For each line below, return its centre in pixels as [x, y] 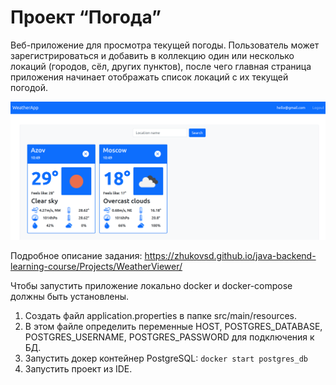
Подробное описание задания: [76, 255]
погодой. [29, 87]
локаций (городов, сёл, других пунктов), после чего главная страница [161, 66]
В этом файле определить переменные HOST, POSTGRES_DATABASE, [173, 326]
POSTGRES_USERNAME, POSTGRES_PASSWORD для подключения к [169, 337]
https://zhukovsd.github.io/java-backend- [230, 255]
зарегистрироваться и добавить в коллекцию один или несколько [152, 55]
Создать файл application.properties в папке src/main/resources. [161, 315]
